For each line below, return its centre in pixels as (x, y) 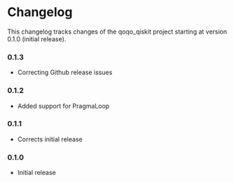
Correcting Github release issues (65, 72)
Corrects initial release (50, 139)
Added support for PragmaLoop (63, 106)
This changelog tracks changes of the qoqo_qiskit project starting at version (117, 31)
